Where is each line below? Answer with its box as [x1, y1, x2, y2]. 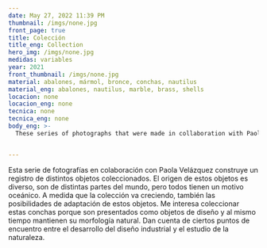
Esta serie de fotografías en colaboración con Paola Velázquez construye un [8, 165, 258, 174]
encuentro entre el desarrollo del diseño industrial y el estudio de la [8, 223, 229, 234]
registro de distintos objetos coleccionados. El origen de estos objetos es [8, 174, 249, 183]
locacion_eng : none [8, 100, 73, 108]
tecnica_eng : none [8, 115, 69, 123]
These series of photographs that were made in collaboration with [15, 129, 244, 137]
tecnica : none [8, 108, 56, 116]
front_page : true [8, 26, 66, 34]
